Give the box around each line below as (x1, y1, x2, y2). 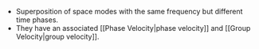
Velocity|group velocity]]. (15, 32, 100, 41)
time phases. (15, 15, 58, 24)
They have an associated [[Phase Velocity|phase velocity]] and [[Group (15, 24, 251, 32)
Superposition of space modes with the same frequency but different (15, 7, 243, 16)
